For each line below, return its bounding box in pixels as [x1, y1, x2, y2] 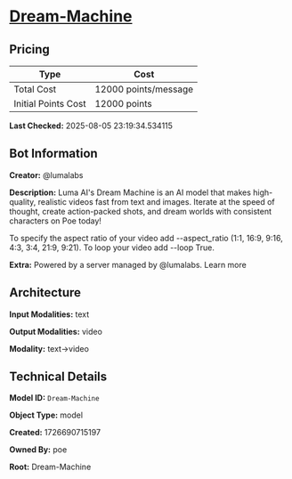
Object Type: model [9, 410, 83, 420]
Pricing [9, 42, 51, 57]
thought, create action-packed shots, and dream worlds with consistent [9, 206, 272, 216]
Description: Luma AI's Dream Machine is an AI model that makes [9, 187, 252, 198]
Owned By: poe [9, 444, 68, 455]
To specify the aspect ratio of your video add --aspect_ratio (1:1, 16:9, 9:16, [9, 232, 283, 243]
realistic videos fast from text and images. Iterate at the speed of [37, 196, 276, 207]
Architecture [9, 285, 82, 300]
